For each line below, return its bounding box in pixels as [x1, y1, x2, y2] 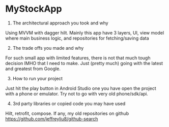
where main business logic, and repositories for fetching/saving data [5, 35, 149, 41]
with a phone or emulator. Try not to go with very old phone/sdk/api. [5, 90, 149, 97]
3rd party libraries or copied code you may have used [12, 100, 126, 107]
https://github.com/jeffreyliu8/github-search [5, 115, 98, 122]
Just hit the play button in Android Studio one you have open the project [5, 85, 156, 91]
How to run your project [12, 75, 63, 81]
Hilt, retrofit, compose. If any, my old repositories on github [5, 110, 129, 116]
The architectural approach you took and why [12, 20, 108, 26]
